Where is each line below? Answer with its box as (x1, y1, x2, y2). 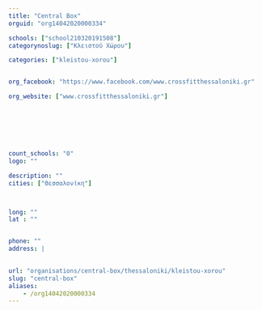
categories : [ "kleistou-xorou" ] (8, 56, 117, 65)
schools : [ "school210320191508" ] (8, 34, 121, 42)
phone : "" (8, 237, 42, 245)
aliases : (8, 282, 38, 290)
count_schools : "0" (8, 150, 74, 158)
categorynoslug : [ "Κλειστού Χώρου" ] (8, 41, 132, 49)
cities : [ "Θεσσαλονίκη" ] (8, 179, 92, 187)
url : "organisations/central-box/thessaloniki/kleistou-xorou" (8, 266, 226, 275)
